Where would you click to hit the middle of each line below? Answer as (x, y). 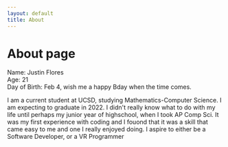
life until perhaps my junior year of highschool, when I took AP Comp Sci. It (113, 115)
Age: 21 (18, 80)
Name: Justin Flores (35, 72)
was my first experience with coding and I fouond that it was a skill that (107, 122)
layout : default (30, 13)
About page (41, 54)
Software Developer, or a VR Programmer (66, 137)
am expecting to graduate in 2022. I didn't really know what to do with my (111, 107)
